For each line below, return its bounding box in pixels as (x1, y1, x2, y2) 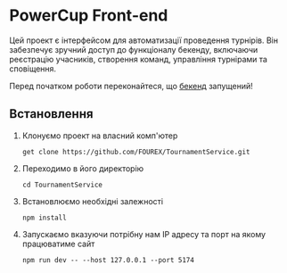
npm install (21, 213, 67, 222)
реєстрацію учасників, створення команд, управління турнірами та (9, 54, 267, 64)
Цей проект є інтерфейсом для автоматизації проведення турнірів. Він (9, 35, 279, 45)
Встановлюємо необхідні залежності (21, 195, 163, 206)
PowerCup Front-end (9, 5, 168, 26)
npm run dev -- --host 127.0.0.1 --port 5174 (21, 255, 194, 264)
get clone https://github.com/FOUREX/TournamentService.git (21, 147, 250, 156)
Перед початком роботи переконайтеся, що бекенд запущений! (9, 80, 254, 91)
